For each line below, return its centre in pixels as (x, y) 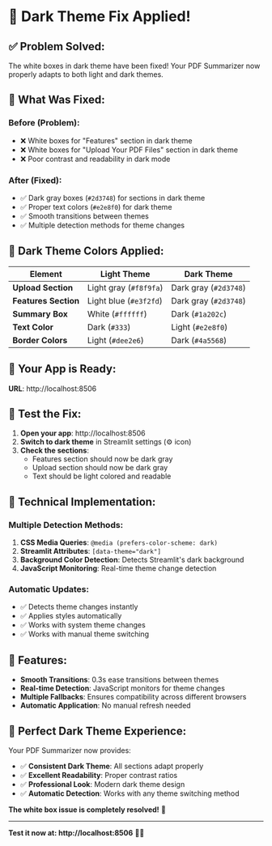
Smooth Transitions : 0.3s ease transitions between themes (119, 680)
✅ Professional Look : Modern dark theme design (102, 784)
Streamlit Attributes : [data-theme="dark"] (91, 551)
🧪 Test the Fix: (45, 414)
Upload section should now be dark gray (100, 468)
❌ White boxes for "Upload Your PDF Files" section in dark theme (129, 150)
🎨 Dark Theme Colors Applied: (86, 251)
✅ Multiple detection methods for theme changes (102, 225)
